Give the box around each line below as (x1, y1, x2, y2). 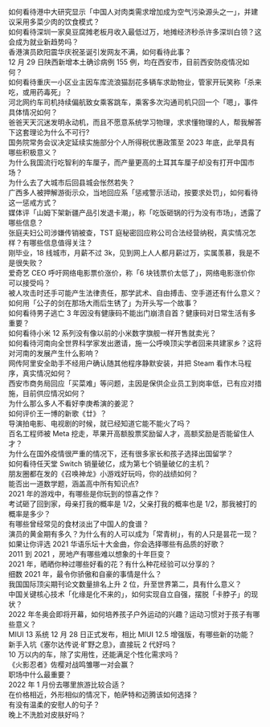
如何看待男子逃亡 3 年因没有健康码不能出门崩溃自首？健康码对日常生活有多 (8, 308, 256, 317)
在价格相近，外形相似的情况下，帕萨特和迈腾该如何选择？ (8, 690, 198, 699)
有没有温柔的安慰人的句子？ (8, 700, 100, 709)
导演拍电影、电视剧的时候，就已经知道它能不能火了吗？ (8, 419, 191, 428)
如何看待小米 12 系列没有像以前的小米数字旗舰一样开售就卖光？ (8, 329, 217, 337)
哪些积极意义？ (8, 148, 58, 157)
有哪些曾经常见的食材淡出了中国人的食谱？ (8, 519, 149, 529)
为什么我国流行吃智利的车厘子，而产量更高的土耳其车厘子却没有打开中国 (8, 157, 247, 167)
